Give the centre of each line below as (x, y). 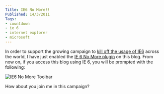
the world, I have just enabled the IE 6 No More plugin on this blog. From (79, 56)
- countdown (17, 23)
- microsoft (17, 38)
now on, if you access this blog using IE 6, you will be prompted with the (79, 62)
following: (15, 67)
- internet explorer (27, 33)
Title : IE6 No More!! (28, 10)
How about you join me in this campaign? (47, 86)
